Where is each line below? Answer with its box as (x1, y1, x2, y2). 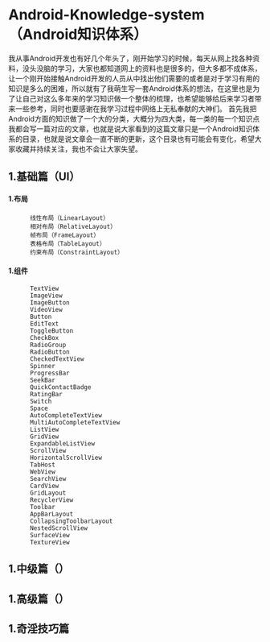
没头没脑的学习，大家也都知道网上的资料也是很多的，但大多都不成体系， (22, 63, 262, 73)
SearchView (29, 474, 67, 483)
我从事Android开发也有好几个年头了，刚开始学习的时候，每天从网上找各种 (8, 53, 253, 63)
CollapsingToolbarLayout (29, 517, 113, 525)
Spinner (29, 362, 56, 370)
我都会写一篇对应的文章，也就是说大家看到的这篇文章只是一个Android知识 (8, 123, 253, 134)
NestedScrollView (29, 524, 88, 532)
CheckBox (29, 333, 59, 342)
